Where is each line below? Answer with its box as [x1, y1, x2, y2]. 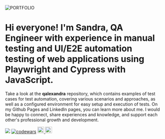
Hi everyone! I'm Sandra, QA [5, 22, 123, 34]
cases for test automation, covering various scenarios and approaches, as [5, 96, 156, 102]
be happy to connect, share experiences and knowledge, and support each [5, 111, 158, 117]
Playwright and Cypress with [5, 64, 126, 75]
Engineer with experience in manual [5, 33, 155, 44]
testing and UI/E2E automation [5, 43, 132, 54]
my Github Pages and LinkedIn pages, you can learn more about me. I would [5, 106, 160, 112]
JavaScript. [5, 74, 54, 86]
